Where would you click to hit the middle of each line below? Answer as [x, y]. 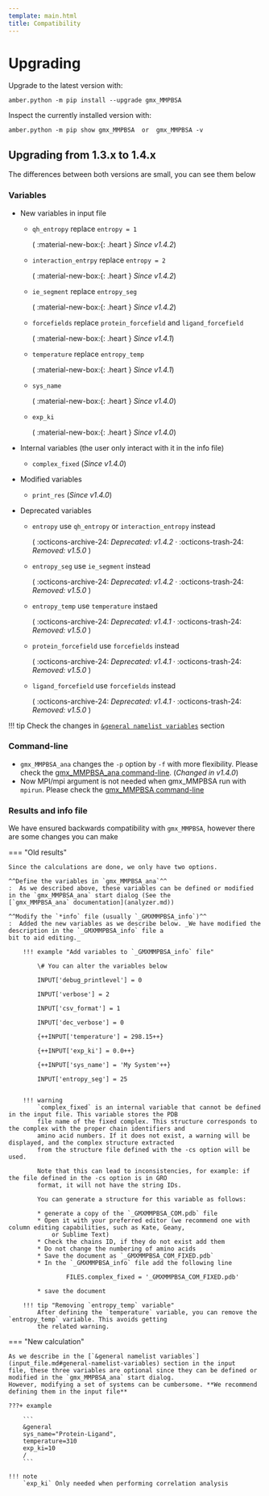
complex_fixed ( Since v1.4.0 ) [79, 463]
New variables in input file [63, 213]
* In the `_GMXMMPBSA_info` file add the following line [134, 1263]
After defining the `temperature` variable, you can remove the [147, 1313]
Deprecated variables [56, 511]
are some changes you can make [63, 837]
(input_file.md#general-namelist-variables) [84, 1364]
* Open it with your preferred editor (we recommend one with [144, 1221]
